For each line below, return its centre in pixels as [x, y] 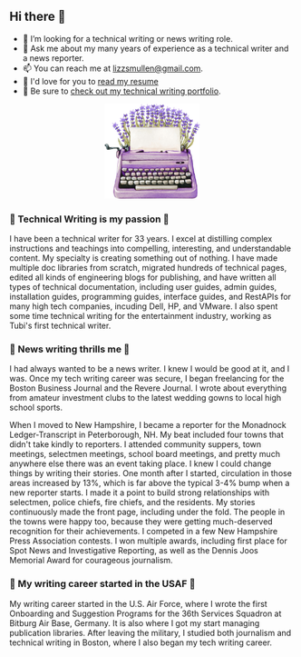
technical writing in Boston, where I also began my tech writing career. [141, 642]
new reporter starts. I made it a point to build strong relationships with [140, 493]
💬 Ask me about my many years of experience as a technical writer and [155, 48]
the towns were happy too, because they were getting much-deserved [141, 522]
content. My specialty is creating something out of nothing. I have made [144, 258]
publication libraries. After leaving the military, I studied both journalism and [150, 632]
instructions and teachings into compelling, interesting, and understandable [150, 249]
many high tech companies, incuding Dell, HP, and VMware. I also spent [144, 306]
